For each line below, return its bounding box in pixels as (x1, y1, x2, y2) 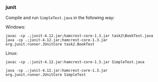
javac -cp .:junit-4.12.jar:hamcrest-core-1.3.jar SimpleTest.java (5, 60, 145, 65)
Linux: (5, 50, 18, 56)
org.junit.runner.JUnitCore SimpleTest (5, 72, 86, 77)
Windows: (5, 24, 26, 30)
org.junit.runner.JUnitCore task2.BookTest (5, 42, 95, 47)
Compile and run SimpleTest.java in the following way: (5, 15, 115, 21)
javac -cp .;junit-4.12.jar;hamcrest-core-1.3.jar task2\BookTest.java (5, 33, 153, 39)
